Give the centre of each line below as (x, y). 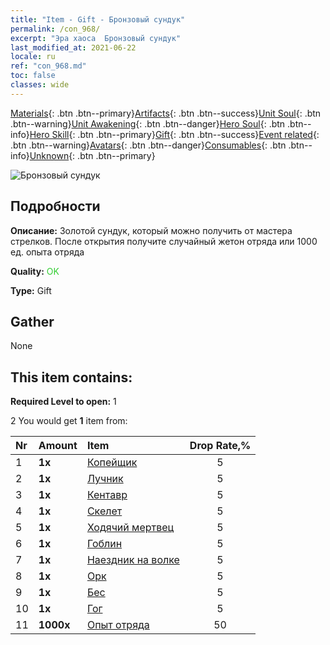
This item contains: (71, 377)
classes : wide (40, 85)
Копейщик (112, 463)
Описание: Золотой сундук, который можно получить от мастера (151, 230)
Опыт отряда (118, 625)
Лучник (105, 479)
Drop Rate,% (220, 446)
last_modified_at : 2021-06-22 (73, 47)
